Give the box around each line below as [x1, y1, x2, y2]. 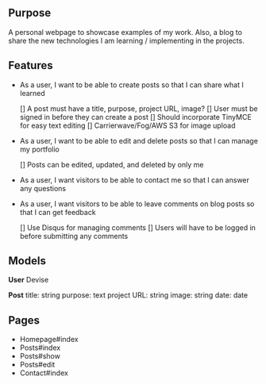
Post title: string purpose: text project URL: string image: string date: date [8, 290, 249, 300]
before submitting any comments [19, 231, 129, 240]
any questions [19, 183, 66, 193]
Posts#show [19, 351, 61, 361]
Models [8, 254, 46, 268]
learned [19, 88, 45, 98]
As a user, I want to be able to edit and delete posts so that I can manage [19, 136, 258, 145]
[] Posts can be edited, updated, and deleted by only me [19, 159, 204, 169]
